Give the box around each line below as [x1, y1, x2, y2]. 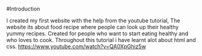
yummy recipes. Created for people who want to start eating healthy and [6, 30, 189, 37]
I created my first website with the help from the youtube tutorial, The [6, 17, 181, 24]
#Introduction [6, 5, 41, 12]
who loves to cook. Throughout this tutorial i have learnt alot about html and [6, 37, 196, 43]
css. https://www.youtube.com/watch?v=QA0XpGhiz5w [6, 43, 146, 50]
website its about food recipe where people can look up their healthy [6, 24, 179, 30]
